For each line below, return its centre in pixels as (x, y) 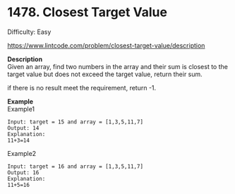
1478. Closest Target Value (88, 12)
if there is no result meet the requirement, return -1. (82, 87)
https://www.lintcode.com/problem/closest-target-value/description (106, 45)
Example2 (22, 153)
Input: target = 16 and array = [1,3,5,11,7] (75, 166)
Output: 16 (23, 172)
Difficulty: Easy (29, 32)
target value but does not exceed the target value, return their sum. (105, 74)
